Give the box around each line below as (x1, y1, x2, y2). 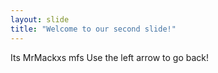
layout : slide (10, 14, 70, 25)
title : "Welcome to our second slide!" (10, 24, 177, 34)
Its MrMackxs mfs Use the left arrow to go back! (10, 51, 210, 63)
